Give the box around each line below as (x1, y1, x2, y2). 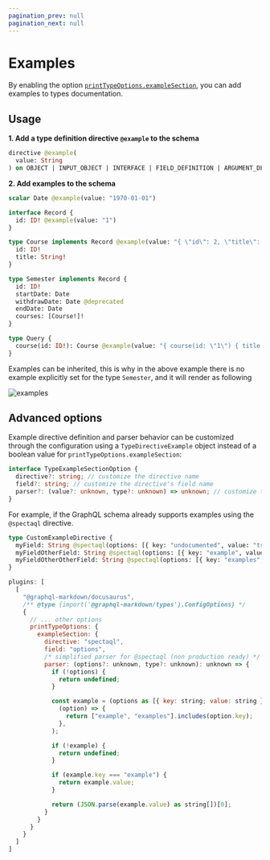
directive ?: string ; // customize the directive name (15, 473, 199, 481)
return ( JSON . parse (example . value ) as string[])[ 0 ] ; (51, 801, 231, 809)
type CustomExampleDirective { (8, 534, 113, 542)
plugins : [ (8, 578, 45, 587)
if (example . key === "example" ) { (51, 771, 167, 780)
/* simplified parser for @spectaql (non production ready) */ (43, 653, 261, 661)
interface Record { (8, 208, 74, 217)
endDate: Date (15, 305, 63, 313)
